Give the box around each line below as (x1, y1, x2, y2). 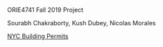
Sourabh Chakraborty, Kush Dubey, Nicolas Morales (7, 19, 156, 27)
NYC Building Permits (7, 32, 69, 40)
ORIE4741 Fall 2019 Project (7, 6, 84, 14)
